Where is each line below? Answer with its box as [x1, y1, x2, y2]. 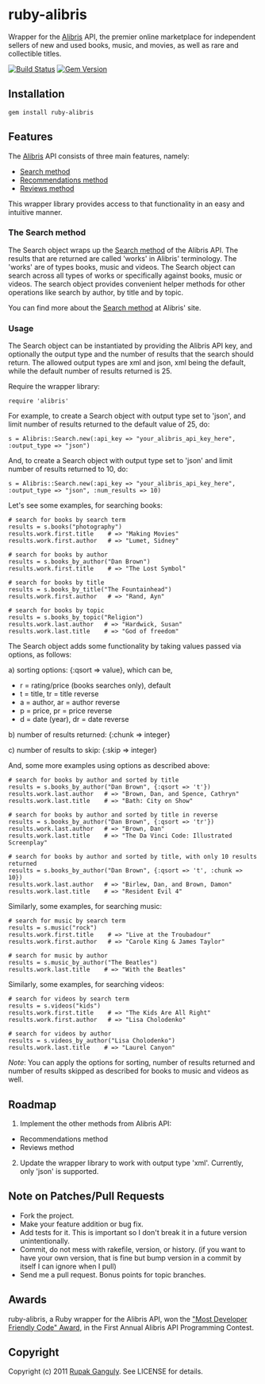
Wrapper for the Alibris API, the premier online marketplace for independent [8, 32, 256, 41]
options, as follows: [8, 650, 72, 660]
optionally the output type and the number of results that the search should [8, 349, 254, 359]
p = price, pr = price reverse [19, 706, 113, 715]
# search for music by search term [8, 917, 126, 925]
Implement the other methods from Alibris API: [19, 1118, 172, 1128]
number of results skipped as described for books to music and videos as [8, 1066, 249, 1076]
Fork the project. [19, 1211, 75, 1220]
